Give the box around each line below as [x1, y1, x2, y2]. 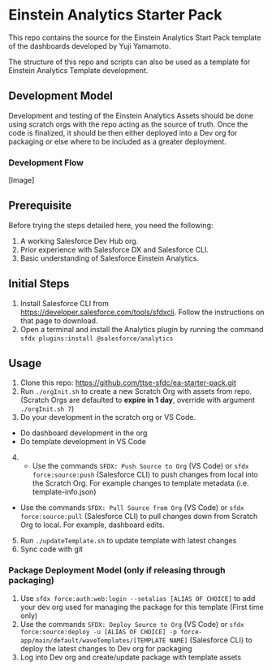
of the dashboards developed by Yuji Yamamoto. [8, 41, 171, 50]
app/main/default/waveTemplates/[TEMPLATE [19, 636, 166, 645]
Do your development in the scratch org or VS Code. [19, 413, 196, 422]
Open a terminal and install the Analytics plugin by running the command [19, 324, 264, 334]
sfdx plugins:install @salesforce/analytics [19, 335, 174, 343]
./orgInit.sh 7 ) [19, 404, 75, 413]
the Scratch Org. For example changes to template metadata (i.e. [32, 478, 249, 488]
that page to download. [19, 315, 98, 326]
